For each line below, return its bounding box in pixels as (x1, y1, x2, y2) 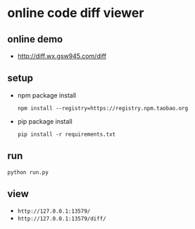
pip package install (17, 117, 73, 125)
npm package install (17, 90, 76, 100)
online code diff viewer (7, 5, 144, 21)
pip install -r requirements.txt (17, 131, 116, 138)
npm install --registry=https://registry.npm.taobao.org (17, 105, 189, 112)
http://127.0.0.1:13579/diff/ (17, 216, 107, 223)
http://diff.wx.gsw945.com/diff (17, 52, 107, 60)
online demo (7, 33, 63, 45)
